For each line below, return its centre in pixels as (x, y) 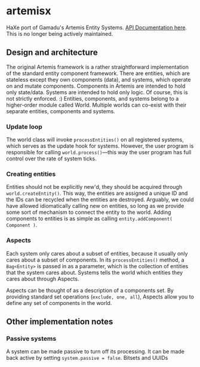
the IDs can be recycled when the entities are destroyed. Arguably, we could (100, 200)
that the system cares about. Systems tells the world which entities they (95, 272)
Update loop (24, 126)
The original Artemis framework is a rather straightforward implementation (98, 67)
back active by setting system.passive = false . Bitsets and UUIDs (87, 358)
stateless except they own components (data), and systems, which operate (99, 79)
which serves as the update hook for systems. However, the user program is (100, 146)
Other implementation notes (60, 322)
